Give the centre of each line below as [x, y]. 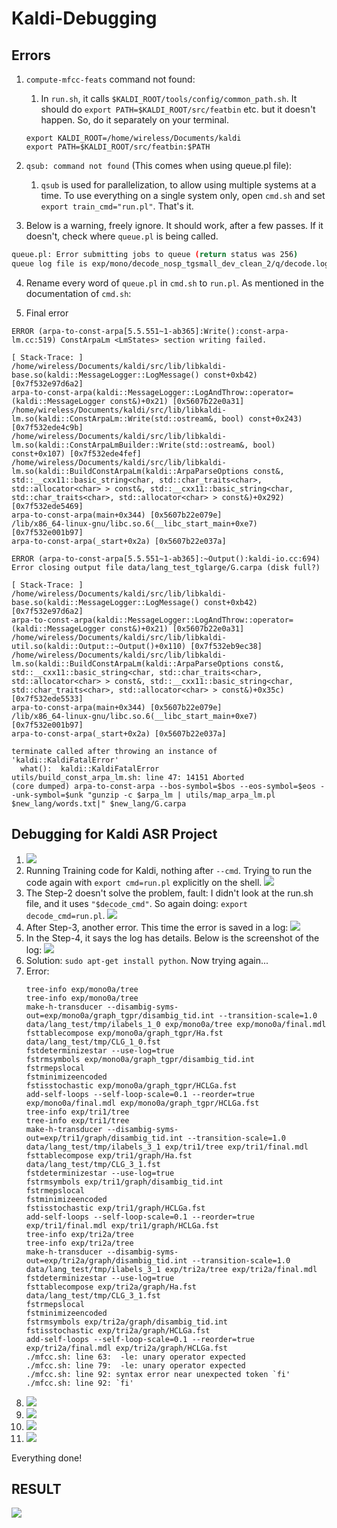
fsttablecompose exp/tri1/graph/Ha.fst [109, 1155]
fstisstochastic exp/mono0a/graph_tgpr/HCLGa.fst [131, 1085]
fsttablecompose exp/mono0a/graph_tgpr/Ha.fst [124, 1033]
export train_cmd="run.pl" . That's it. [117, 206]
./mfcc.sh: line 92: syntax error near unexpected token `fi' [158, 1374]
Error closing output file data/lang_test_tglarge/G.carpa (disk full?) [166, 567]
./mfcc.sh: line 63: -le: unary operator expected [135, 1357]
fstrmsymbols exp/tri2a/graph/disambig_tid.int [126, 1322]
